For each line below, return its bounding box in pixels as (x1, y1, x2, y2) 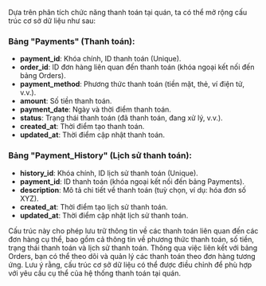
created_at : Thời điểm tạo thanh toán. (19, 122, 145, 131)
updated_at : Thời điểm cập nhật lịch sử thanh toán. (19, 210, 189, 220)
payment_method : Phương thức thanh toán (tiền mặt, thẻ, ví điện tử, (19, 80, 245, 89)
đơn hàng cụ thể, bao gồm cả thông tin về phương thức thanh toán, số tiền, (8, 234, 255, 244)
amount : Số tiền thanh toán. (19, 96, 112, 106)
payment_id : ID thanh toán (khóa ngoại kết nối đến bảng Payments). (19, 176, 245, 186)
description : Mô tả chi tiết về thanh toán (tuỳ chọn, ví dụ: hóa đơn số (19, 185, 247, 194)
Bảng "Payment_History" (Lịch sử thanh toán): (8, 150, 193, 161)
